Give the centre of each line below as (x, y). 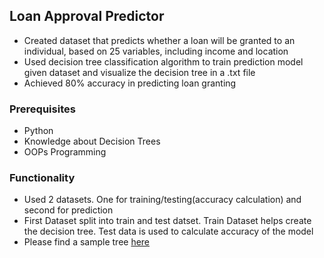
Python (38, 131)
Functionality (42, 178)
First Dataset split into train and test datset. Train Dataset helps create (167, 221)
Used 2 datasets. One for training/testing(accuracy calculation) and (162, 200)
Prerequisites (42, 109)
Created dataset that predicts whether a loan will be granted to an (159, 40)
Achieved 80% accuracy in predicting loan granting (130, 83)
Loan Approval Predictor (87, 16)
